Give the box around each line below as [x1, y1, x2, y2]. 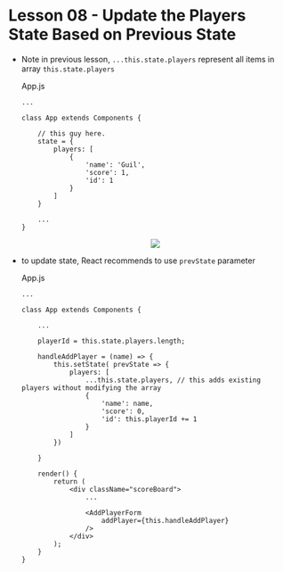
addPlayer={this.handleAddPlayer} [101, 516, 230, 525]
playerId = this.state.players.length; [37, 336, 186, 345]
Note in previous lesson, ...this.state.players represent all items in [20, 54, 275, 64]
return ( [53, 477, 86, 486]
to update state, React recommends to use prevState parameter [20, 255, 255, 266]
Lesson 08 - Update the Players [8, 5, 247, 26]
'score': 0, [101, 407, 146, 416]
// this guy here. [37, 128, 106, 138]
